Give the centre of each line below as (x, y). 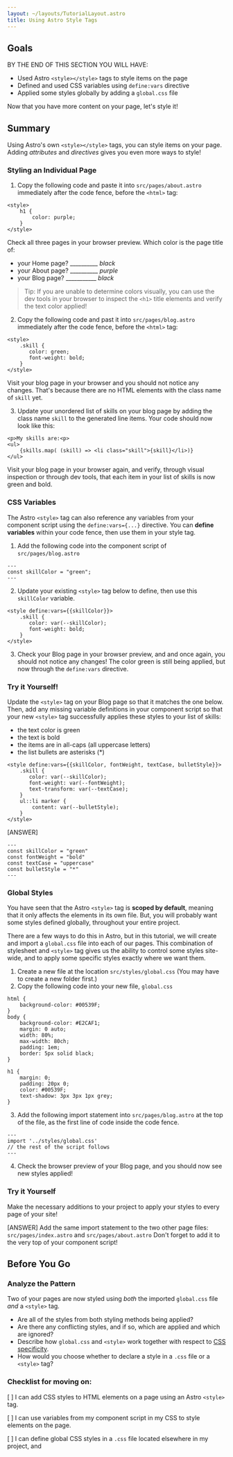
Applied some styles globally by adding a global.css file (97, 93)
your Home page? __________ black (66, 264)
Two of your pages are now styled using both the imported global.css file (113, 1299)
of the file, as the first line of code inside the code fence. (98, 1122)
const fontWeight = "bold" (46, 857)
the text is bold (38, 738)
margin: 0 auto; (43, 1029)
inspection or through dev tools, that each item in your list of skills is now (111, 477)
